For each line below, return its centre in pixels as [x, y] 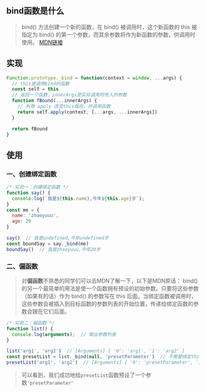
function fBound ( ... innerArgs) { [55, 101]
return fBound [30, 129]
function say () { [29, 193]
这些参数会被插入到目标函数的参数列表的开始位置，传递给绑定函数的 [107, 303]
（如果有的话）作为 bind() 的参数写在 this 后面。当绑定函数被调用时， [109, 296]
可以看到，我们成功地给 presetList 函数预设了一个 [83, 375]
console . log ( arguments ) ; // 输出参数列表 [64, 334]
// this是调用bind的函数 [41, 84]
